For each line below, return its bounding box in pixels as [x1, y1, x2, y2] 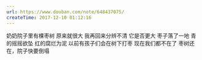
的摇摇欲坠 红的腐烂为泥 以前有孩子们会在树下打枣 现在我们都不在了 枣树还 [6, 39, 195, 47]
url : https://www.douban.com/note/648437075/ [6, 8, 124, 15]
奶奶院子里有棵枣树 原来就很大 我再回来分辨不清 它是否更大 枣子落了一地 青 [6, 32, 196, 39]
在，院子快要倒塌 [6, 47, 50, 55]
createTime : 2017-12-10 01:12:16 [6, 15, 92, 21]
